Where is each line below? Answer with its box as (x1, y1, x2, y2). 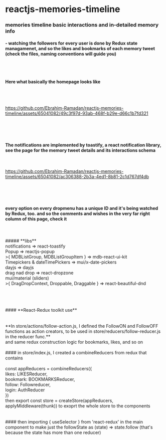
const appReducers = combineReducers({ (5, 365, 92, 371)
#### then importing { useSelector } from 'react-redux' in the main (5, 418, 143, 424)
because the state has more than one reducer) (5, 429, 101, 435)
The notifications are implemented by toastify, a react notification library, (5, 142, 161, 148)
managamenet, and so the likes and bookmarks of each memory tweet (5, 45, 155, 51)
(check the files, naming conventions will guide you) (5, 51, 117, 57)
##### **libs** (5, 238, 37, 244)
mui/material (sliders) (5, 275, 49, 281)
